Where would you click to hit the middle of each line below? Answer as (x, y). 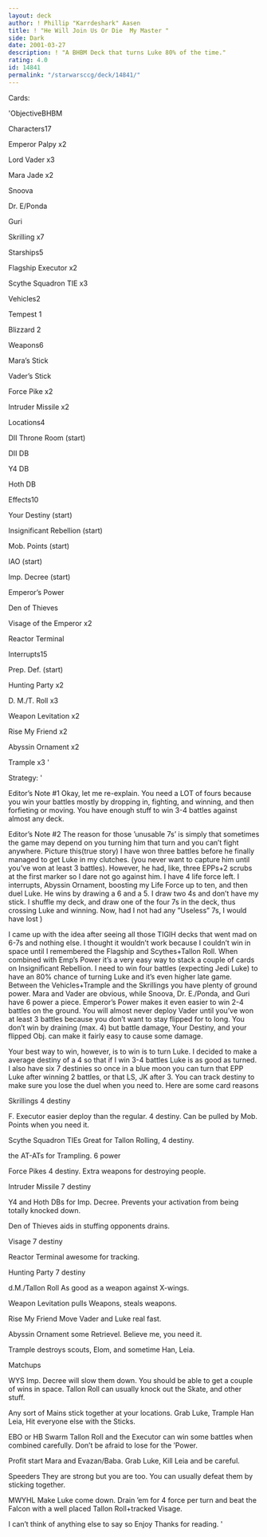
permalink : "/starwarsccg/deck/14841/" (75, 75)
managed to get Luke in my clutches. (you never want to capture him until (129, 859)
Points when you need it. (49, 1125)
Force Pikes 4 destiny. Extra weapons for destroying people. (107, 1171)
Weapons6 (26, 345)
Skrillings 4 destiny (39, 1101)
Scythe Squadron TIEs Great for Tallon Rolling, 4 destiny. (101, 1140)
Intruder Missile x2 (39, 407)
